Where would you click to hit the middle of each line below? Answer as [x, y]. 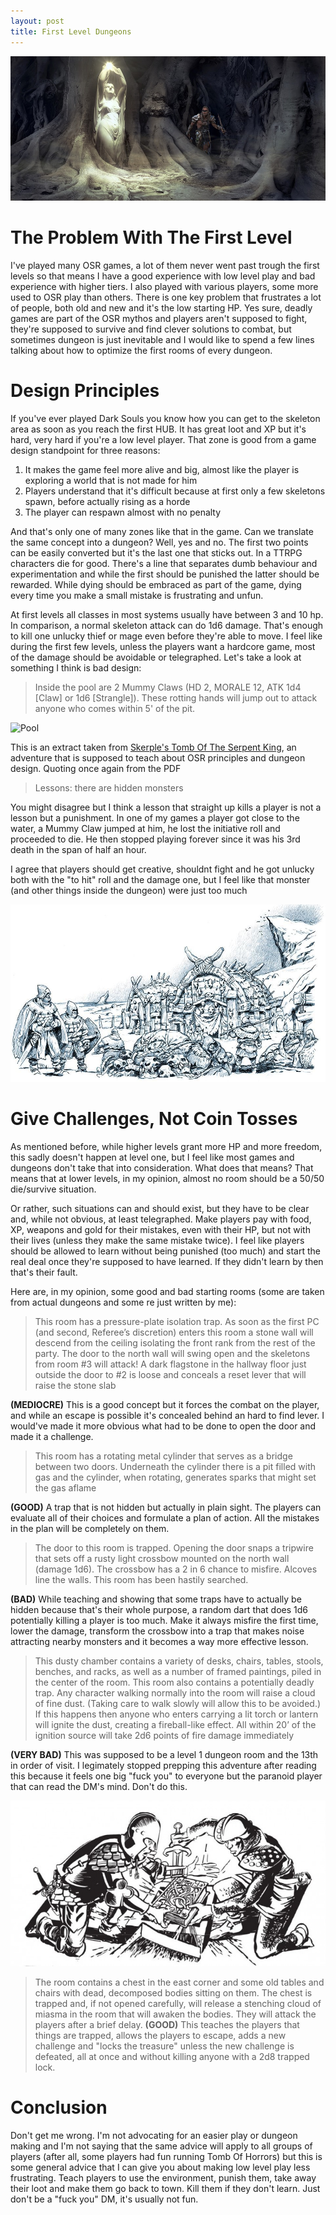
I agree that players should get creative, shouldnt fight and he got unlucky [162, 869]
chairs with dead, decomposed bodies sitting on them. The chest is [173, 1992]
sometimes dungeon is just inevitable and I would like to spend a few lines [162, 339]
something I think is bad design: [76, 667]
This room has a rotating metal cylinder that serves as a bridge [163, 1456]
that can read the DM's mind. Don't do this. [99, 1786]
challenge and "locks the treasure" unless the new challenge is [164, 2046]
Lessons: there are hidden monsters [109, 787]
